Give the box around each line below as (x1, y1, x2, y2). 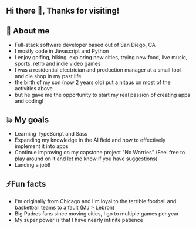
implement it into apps (14, 143, 69, 150)
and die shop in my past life (14, 73, 82, 80)
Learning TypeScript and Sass (14, 130, 88, 137)
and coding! (14, 97, 44, 105)
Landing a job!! (14, 161, 51, 169)
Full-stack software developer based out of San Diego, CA (14, 42, 156, 49)
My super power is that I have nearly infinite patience (14, 216, 144, 223)
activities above (14, 85, 53, 92)
